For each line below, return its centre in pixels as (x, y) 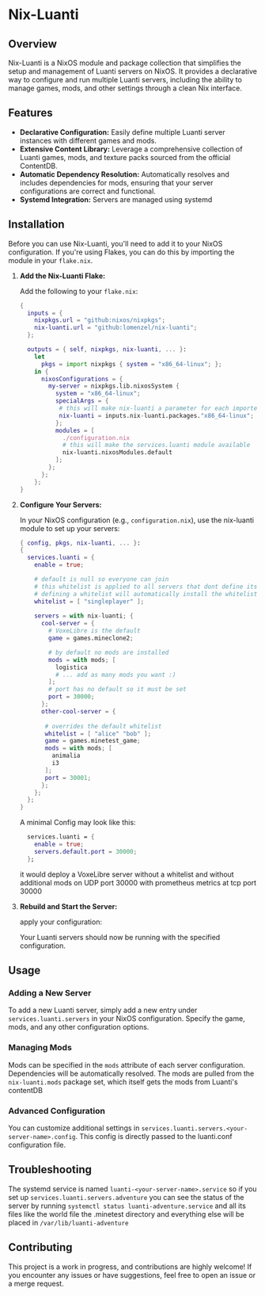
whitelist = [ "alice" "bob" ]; (98, 734)
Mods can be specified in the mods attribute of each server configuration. (127, 1065)
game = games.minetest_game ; (93, 741)
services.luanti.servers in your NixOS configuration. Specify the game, (127, 1019)
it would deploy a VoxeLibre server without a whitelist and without (127, 874)
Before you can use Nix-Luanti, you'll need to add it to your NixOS (115, 243)
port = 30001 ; (68, 778)
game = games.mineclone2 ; (91, 638)
